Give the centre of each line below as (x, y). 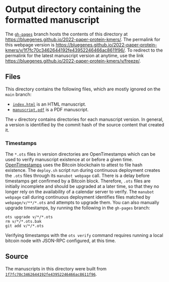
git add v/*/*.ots (24, 226)
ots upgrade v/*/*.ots (29, 217)
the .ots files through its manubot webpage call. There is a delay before (77, 176)
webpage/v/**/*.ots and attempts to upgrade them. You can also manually (82, 203)
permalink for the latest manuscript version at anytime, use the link (74, 55)
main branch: (18, 94)
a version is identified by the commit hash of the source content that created (85, 124)
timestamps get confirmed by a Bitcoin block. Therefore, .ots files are (78, 181)
